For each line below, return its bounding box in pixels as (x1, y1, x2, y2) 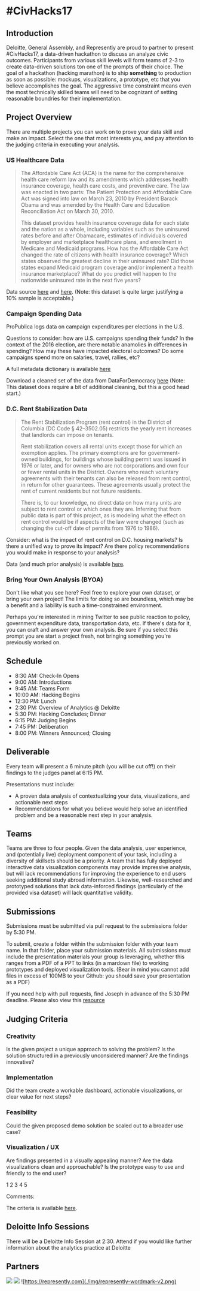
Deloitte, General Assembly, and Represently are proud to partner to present (6, 44, 194, 51)
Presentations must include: (6, 780, 75, 788)
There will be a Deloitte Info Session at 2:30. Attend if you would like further (6, 1238, 192, 1245)
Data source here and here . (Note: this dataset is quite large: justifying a (6, 288, 183, 295)
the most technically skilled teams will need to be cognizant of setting (6, 89, 178, 95)
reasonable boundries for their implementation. (6, 95, 122, 102)
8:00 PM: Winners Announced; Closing (14, 729, 111, 737)
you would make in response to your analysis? (6, 548, 120, 556)
